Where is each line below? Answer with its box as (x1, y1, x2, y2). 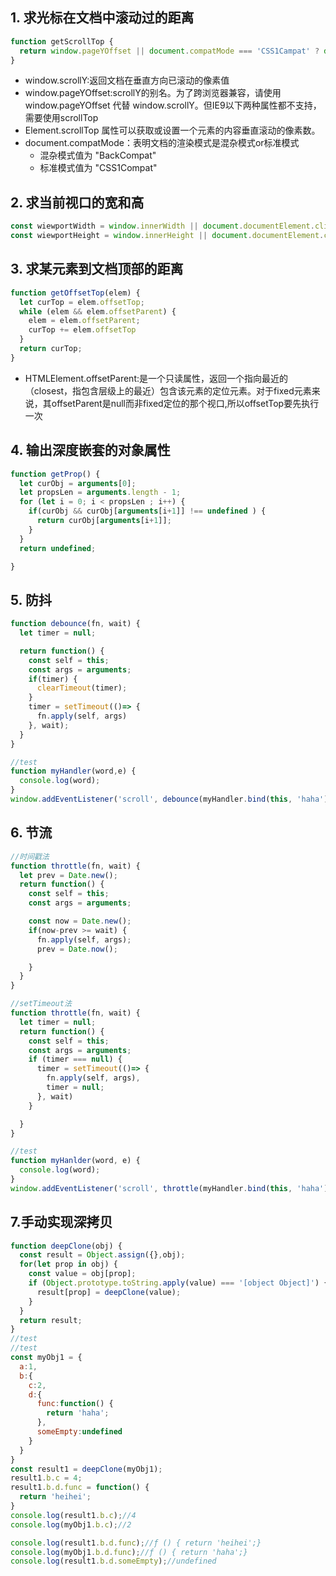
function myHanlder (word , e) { (10, 1156, 141, 1166)
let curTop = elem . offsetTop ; (19, 297, 145, 307)
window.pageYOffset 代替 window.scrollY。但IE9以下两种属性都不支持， (24, 99, 322, 112)
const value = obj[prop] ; (28, 1269, 137, 1279)
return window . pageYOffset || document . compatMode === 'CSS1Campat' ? (19, 46, 320, 56)
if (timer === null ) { (28, 1054, 123, 1065)
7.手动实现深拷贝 (10, 1214, 113, 1231)
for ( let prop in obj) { (19, 1259, 118, 1270)
